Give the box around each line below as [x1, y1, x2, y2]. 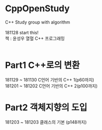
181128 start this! [5, 29, 39, 35]
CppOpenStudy [5, 3, 70, 14]
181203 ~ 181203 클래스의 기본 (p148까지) [5, 119, 87, 125]
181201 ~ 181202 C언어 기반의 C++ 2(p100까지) [5, 83, 98, 89]
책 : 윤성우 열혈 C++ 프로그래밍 [5, 35, 65, 41]
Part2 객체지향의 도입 [5, 102, 87, 113]
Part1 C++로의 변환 [5, 60, 80, 71]
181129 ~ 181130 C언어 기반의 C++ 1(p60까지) [5, 77, 95, 82]
